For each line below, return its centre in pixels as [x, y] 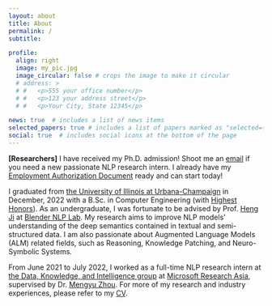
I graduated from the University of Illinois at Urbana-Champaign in [119, 191]
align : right [38, 61]
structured [26, 234]
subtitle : [25, 38]
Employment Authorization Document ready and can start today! [116, 176]
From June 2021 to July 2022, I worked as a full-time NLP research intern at [135, 267]
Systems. [57, 251]
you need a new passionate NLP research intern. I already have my [120, 167]
